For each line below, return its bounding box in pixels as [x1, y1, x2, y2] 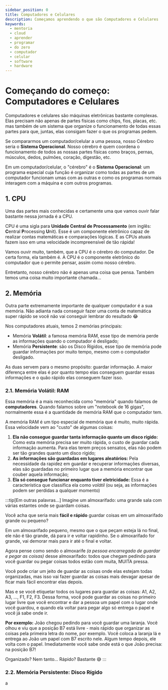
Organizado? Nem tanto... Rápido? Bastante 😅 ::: [5, 656, 107, 662]
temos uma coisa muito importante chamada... [5, 275, 102, 281]
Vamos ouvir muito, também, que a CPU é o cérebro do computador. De [5, 248, 154, 254]
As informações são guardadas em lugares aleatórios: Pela [12, 455, 138, 461]
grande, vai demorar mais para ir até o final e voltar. [5, 538, 112, 544]
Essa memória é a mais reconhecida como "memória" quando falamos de [5, 398, 157, 404]
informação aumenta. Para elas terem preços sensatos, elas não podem [12, 445, 162, 451]
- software [10, 59, 33, 64]
